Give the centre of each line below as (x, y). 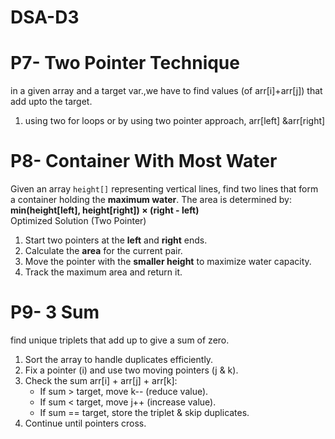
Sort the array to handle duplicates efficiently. (119, 359)
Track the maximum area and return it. (103, 272)
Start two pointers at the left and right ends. (116, 240)
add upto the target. (51, 102)
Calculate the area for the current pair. (103, 251)
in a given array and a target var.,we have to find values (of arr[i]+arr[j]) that (166, 91)
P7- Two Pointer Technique (125, 63)
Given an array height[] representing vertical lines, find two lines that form (164, 189)
